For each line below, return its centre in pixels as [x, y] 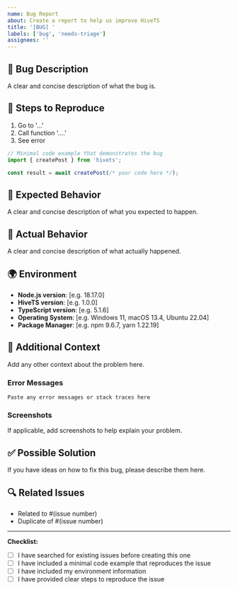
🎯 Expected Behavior [54, 194]
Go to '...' [30, 125]
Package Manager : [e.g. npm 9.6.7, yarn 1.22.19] [88, 325]
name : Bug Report [33, 14]
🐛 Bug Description [48, 69]
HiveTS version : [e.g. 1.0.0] [57, 302]
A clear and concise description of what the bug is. [82, 86]
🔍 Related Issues [46, 493]
